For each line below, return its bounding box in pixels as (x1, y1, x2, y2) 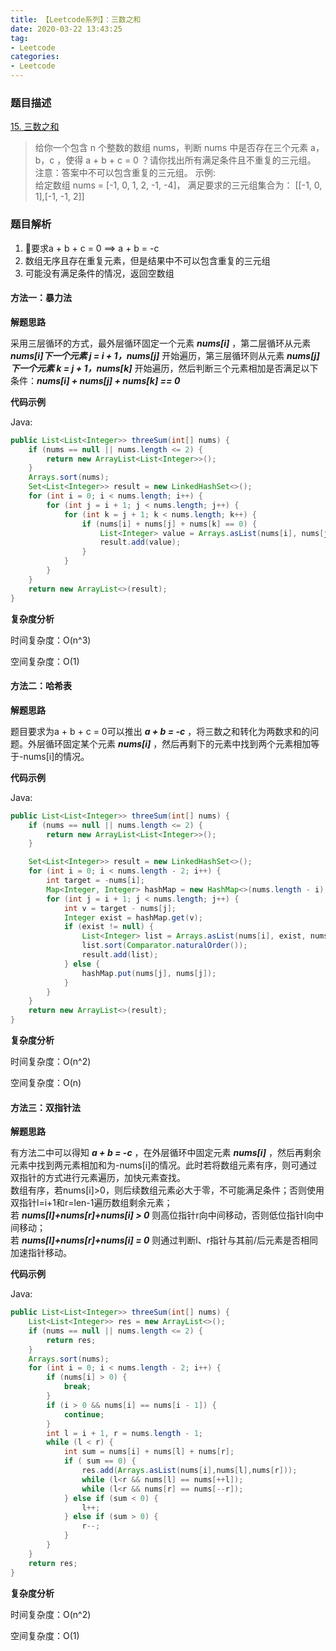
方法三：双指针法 (10, 1101, 81, 1113)
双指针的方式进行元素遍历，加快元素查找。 (10, 1172, 186, 1184)
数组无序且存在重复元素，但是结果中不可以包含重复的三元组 (24, 254, 271, 266)
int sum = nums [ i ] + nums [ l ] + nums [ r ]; (63, 1447, 235, 1457)
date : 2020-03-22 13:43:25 (10, 24, 123, 34)
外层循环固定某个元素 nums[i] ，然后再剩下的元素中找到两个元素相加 (27, 737, 312, 750)
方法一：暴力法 (10, 292, 72, 304)
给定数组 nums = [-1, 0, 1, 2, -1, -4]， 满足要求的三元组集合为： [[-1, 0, (34, 179, 323, 191)
